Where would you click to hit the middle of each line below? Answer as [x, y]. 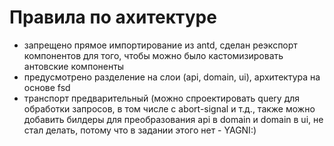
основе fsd [47, 87]
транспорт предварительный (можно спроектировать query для [162, 98]
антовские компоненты [74, 66]
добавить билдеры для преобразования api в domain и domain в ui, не [173, 119]
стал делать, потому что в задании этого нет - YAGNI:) [140, 130]
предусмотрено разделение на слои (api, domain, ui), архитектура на [172, 77]
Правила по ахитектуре [113, 17]
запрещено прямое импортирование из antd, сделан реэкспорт [160, 45]
